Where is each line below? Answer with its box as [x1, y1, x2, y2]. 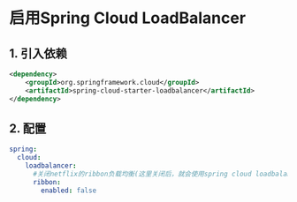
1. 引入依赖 [9, 46, 68, 61]
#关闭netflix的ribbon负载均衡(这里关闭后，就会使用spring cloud [32, 169, 252, 178]
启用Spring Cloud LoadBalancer [9, 8, 246, 28]
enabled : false [41, 186, 97, 195]
